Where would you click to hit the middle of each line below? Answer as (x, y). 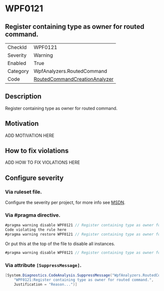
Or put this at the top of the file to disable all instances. (60, 244)
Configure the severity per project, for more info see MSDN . (65, 202)
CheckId (17, 47)
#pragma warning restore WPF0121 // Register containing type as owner (79, 235)
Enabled (17, 63)
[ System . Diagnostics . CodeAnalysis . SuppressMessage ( (59, 275)
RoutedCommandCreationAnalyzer (73, 79)
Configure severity (34, 178)
